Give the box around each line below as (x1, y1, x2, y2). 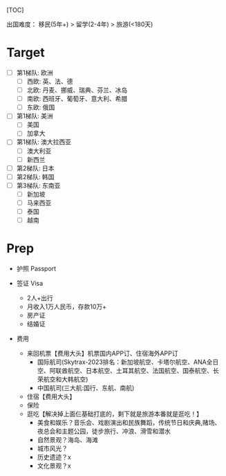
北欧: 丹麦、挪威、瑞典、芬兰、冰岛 (26, 86, 128, 94)
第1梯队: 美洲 (16, 112, 53, 120)
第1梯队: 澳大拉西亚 (16, 138, 72, 146)
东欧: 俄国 (26, 103, 55, 111)
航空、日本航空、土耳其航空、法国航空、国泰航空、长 (67, 367, 219, 374)
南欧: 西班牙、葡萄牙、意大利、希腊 (26, 95, 128, 103)
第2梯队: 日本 (16, 164, 55, 172)
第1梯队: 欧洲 (16, 68, 53, 77)
